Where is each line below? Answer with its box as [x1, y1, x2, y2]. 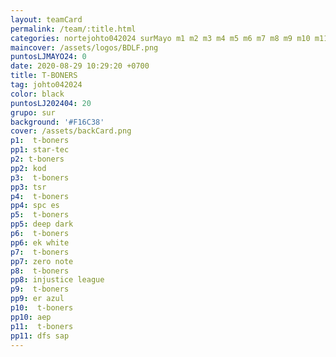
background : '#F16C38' [10, 117, 105, 127]
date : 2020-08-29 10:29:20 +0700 [10, 61, 150, 71]
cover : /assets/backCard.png [10, 126, 132, 136]
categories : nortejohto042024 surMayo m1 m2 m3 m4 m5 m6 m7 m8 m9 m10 [10, 33, 311, 43]
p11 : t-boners [10, 321, 74, 331]
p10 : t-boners [10, 303, 74, 313]
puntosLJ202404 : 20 [10, 98, 92, 108]
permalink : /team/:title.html [10, 24, 137, 34]
